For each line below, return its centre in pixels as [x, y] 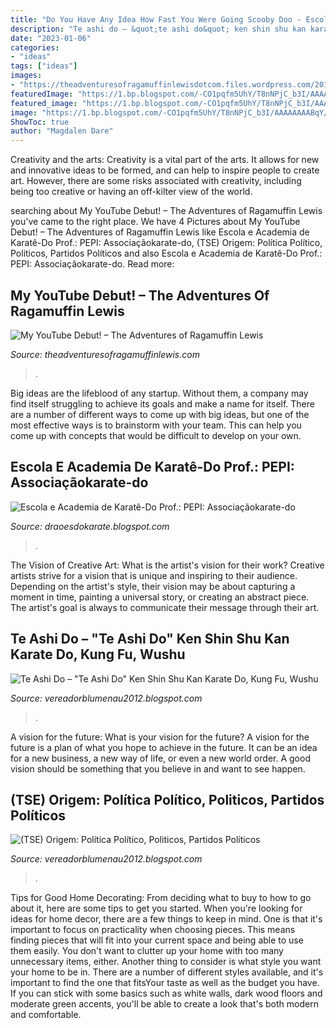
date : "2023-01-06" [51, 38]
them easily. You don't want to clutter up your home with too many [147, 951]
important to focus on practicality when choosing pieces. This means [153, 930]
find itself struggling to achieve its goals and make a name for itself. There [162, 403]
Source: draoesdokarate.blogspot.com [90, 526]
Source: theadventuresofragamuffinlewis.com [105, 354]
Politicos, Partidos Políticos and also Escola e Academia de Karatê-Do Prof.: [166, 253]
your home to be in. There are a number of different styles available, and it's [167, 972]
